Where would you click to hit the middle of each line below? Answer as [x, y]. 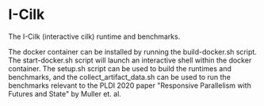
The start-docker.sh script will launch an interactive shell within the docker [130, 60]
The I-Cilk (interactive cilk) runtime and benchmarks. [94, 36]
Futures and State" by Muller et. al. [65, 93]
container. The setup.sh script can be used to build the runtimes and [120, 68]
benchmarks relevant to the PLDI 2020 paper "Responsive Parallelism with [130, 85]
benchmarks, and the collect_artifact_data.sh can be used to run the [120, 77]
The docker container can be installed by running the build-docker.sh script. [133, 51]
